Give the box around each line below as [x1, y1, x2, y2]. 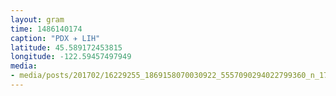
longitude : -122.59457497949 [10, 52, 132, 62]
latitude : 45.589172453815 [10, 42, 123, 53]
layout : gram [10, 14, 65, 25]
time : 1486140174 [10, 24, 83, 34]
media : [10, 61, 38, 71]
